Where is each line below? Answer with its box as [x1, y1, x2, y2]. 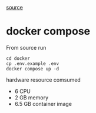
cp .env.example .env [6, 60, 59, 66]
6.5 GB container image [14, 100, 72, 107]
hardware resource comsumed [6, 76, 81, 83]
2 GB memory [14, 93, 49, 101]
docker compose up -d [6, 66, 59, 72]
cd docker [6, 55, 31, 62]
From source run [6, 44, 47, 51]
